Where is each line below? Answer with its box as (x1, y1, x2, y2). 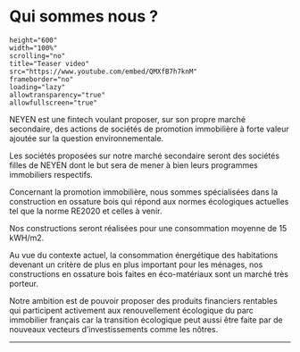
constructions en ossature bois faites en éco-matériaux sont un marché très (9, 268, 288, 279)
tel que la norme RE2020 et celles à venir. (9, 205, 162, 216)
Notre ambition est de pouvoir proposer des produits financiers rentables (9, 295, 279, 306)
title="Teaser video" (9, 59, 90, 68)
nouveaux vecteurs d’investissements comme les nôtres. (9, 323, 219, 334)
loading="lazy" (9, 82, 66, 91)
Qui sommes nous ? (9, 6, 159, 27)
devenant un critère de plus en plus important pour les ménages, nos (9, 259, 263, 270)
